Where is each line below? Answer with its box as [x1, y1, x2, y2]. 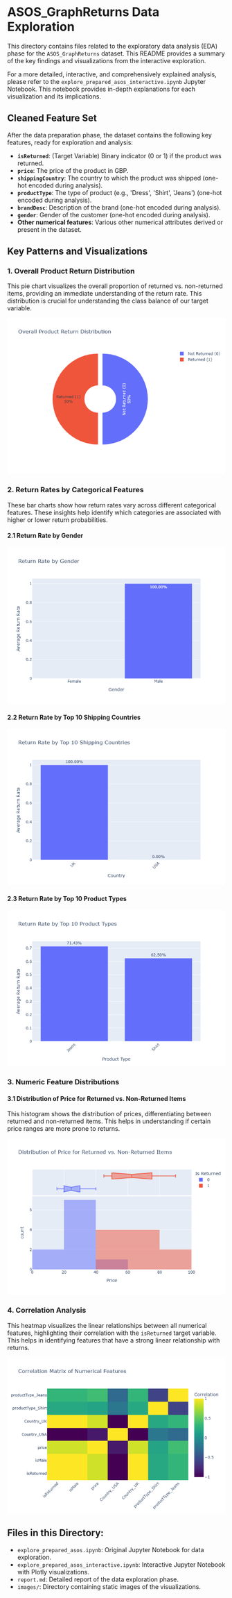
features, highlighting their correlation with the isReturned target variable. [7, 1329, 217, 1337]
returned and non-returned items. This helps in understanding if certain [7, 1117, 211, 1125]
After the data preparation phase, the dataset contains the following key [7, 131, 213, 139]
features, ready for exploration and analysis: [7, 138, 134, 146]
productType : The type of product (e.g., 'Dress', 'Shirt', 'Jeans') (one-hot [17, 188, 222, 196]
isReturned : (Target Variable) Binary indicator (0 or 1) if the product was [17, 151, 222, 160]
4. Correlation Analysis [7, 1306, 87, 1315]
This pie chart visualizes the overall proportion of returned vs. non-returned [7, 282, 223, 290]
